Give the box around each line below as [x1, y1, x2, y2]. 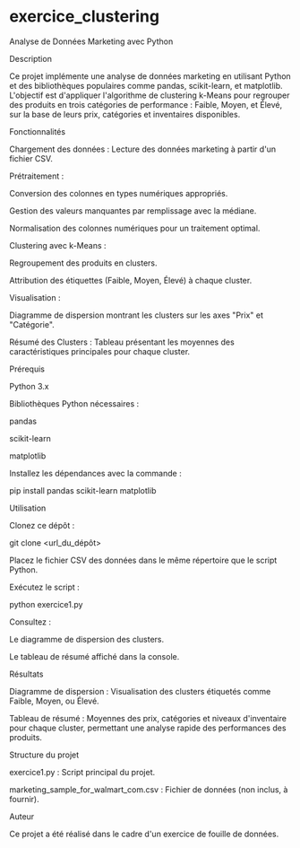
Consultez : [9, 616, 52, 627]
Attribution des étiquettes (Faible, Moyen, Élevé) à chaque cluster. [9, 275, 253, 285]
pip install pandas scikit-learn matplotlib [9, 485, 157, 495]
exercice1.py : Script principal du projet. [9, 766, 156, 777]
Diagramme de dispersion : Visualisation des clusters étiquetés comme [9, 686, 271, 696]
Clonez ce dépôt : [9, 520, 75, 530]
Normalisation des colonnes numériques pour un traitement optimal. [9, 223, 261, 233]
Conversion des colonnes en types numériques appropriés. [9, 188, 228, 198]
